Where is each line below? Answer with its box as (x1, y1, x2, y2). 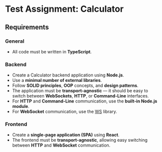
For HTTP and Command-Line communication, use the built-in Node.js (12, 98, 158, 104)
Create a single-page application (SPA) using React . (12, 132, 120, 138)
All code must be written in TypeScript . (12, 49, 92, 54)
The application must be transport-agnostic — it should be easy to (12, 88, 148, 94)
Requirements (5, 23, 49, 31)
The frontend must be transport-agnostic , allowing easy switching (12, 137, 148, 143)
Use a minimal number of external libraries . (12, 77, 102, 83)
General (5, 38, 24, 45)
